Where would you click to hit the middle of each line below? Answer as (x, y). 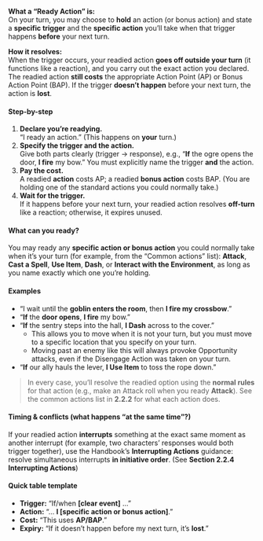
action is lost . (30, 93)
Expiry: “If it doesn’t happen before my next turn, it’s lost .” (114, 528)
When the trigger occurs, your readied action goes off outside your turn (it (130, 60)
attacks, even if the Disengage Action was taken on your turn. (131, 359)
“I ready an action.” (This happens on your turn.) (98, 138)
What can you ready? (44, 230)
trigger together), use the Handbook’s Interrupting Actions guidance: (121, 451)
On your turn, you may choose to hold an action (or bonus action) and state (130, 20)
